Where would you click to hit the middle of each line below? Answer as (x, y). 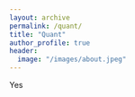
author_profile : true (50, 43)
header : (24, 51)
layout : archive (40, 18)
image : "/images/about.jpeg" (72, 59)
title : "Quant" (38, 34)
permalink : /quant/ (46, 26)
